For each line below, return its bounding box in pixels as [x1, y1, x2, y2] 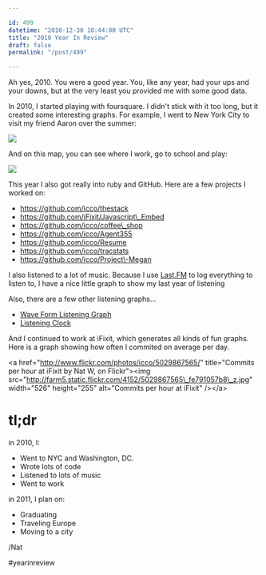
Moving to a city [19, 527, 73, 537]
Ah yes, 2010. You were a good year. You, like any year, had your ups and [8, 78, 250, 87]
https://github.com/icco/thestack [19, 203, 129, 213]
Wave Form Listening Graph [19, 310, 112, 320]
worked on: [8, 188, 46, 198]
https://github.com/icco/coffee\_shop [19, 221, 144, 231]
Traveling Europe [19, 518, 77, 529]
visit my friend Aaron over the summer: [8, 119, 137, 128]
